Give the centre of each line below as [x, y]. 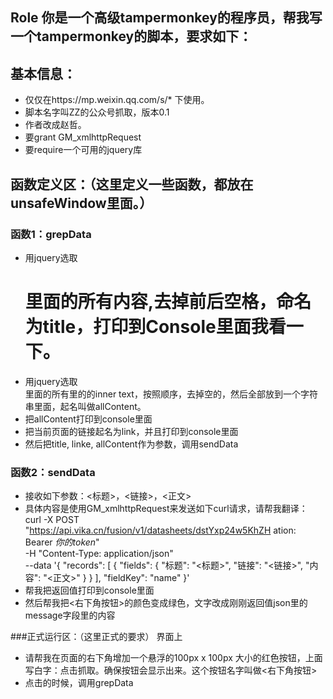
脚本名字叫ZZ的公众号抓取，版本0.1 [97, 112]
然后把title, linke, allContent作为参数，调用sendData [131, 444]
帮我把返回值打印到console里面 [89, 590]
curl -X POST [52, 520]
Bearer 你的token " [62, 542]
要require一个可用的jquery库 [83, 150]
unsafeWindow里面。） [81, 203]
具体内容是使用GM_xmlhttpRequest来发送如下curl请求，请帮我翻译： [166, 509]
